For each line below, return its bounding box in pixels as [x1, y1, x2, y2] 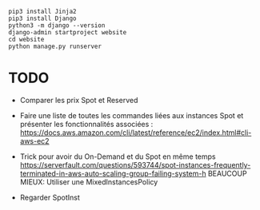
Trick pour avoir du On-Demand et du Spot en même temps [19, 152, 216, 161]
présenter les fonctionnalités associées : [19, 119, 154, 129]
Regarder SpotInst [19, 192, 80, 202]
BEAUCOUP [207, 168, 247, 178]
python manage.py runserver [8, 42, 102, 50]
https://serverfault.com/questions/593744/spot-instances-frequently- [19, 160, 251, 169]
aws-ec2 [19, 136, 50, 145]
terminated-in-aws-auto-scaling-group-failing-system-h [19, 168, 206, 178]
